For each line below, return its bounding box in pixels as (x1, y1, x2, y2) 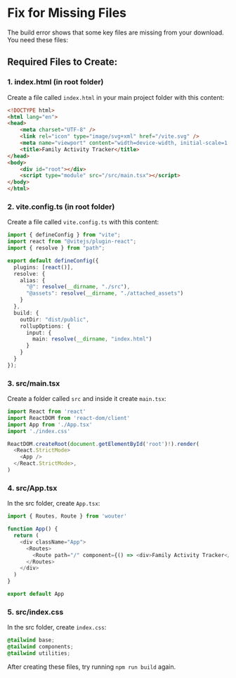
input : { (25, 329, 52, 336)
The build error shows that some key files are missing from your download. (7, 28, 225, 37)
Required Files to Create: (7, 56, 118, 68)
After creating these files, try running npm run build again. (7, 663, 176, 671)
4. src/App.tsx (7, 483, 58, 493)
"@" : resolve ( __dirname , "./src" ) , (25, 283, 131, 290)
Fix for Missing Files (7, 5, 126, 21)
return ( (13, 532, 39, 539)
